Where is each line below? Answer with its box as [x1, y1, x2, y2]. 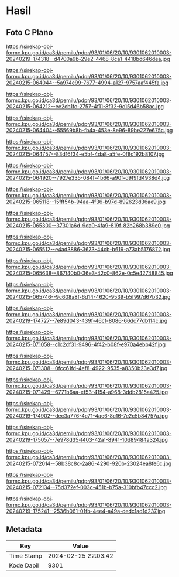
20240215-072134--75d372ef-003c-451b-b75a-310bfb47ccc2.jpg [6, 484, 167, 490]
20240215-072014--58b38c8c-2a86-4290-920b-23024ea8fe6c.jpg [6, 460, 172, 467]
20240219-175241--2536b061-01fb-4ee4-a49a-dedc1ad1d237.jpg [6, 508, 166, 514]
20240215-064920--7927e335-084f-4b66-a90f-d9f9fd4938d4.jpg [6, 175, 170, 181]
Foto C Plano [6, 28, 53, 37]
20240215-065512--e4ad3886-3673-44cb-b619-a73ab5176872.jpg [6, 246, 171, 252]
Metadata [6, 524, 42, 534]
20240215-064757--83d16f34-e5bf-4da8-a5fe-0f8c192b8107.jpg [6, 151, 165, 158]
